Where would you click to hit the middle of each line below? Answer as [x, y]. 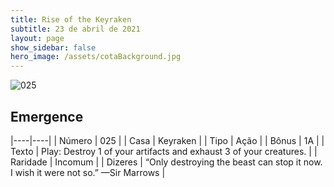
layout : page [37, 38]
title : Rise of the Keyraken [71, 19]
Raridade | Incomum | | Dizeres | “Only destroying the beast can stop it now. [166, 162]
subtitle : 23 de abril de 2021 [75, 29]
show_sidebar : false [53, 47]
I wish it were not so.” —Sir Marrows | [88, 172]
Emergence [47, 116]
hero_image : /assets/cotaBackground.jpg [96, 57]
